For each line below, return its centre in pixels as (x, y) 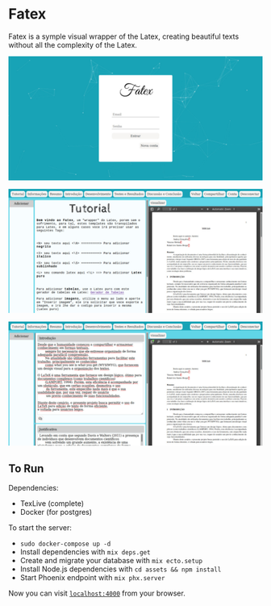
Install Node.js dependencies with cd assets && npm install (121, 569)
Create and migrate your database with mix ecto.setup (111, 561)
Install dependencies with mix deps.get (85, 552)
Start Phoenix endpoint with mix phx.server (92, 578)
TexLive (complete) (52, 504)
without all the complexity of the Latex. (73, 44)
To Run (26, 468)
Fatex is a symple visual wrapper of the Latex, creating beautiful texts (124, 36)
